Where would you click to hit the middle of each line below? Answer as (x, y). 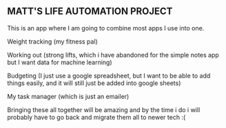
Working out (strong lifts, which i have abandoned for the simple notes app (113, 55)
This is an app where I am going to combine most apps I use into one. (106, 28)
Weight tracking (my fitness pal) (52, 42)
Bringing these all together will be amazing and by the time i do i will (104, 109)
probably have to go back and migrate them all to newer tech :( (96, 117)
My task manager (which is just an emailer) (68, 96)
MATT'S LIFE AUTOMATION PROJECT (90, 11)
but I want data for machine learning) (60, 62)
